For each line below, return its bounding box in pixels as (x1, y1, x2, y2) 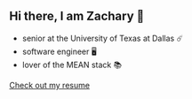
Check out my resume (9, 80, 91, 90)
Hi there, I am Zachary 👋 (9, 9, 145, 24)
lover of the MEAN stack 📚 (21, 59, 123, 70)
